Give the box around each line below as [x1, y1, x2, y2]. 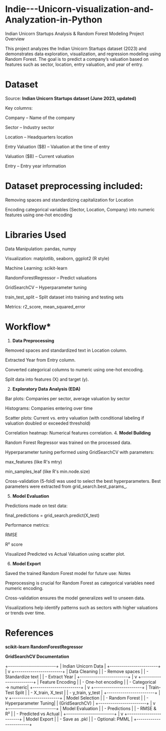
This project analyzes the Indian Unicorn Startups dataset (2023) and [5, 45, 147, 51]
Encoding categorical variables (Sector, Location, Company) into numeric [5, 206, 155, 212]
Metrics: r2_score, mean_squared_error [5, 303, 86, 309]
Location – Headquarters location [5, 134, 73, 140]
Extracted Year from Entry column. [5, 357, 76, 363]
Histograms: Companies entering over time [5, 405, 93, 411]
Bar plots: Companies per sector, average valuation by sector [5, 395, 130, 402]
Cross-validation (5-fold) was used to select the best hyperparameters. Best [5, 478, 161, 484]
